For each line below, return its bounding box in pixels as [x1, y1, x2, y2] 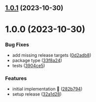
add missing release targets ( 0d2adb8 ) [12, 52, 92, 58]
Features [5, 75, 27, 81]
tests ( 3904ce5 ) [12, 62, 45, 68]
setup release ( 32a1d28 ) [12, 91, 62, 97]
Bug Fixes [5, 41, 30, 48]
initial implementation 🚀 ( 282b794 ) [12, 86, 83, 92]
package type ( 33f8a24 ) [12, 57, 63, 63]
